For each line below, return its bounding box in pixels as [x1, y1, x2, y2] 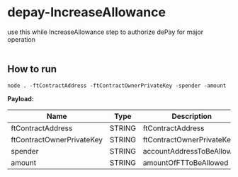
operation [7, 35, 35, 43]
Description [171, 111, 212, 121]
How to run [7, 63, 57, 75]
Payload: [7, 94, 34, 103]
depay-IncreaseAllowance [7, 4, 166, 21]
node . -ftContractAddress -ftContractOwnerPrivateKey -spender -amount [7, 82, 227, 89]
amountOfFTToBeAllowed [142, 157, 229, 167]
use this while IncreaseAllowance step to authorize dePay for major [7, 28, 204, 36]
